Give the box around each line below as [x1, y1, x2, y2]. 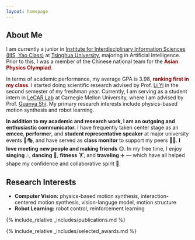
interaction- [140, 193, 169, 200]
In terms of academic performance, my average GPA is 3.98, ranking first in [6, 75, 189, 82]
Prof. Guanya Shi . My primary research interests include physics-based [6, 100, 178, 107]
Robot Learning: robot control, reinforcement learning [14, 205, 145, 212]
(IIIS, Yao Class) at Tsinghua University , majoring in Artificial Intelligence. [6, 52, 181, 59]
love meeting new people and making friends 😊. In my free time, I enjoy [6, 145, 182, 152]
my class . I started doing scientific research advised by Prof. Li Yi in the [6, 82, 179, 89]
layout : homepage [6, 8, 48, 15]
